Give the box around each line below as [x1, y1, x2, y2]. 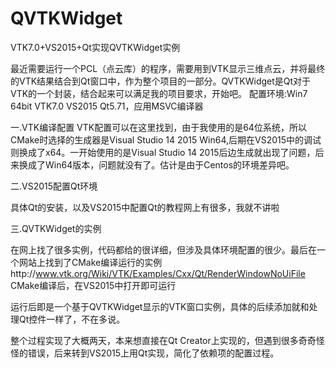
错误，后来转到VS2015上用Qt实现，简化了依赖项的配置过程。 [27, 347, 280, 359]
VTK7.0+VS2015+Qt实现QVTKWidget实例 [10, 41, 181, 53]
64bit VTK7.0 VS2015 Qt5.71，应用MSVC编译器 [10, 100, 204, 112]
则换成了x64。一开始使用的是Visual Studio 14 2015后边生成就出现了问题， [10, 146, 316, 158]
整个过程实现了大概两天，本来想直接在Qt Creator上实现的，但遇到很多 [10, 334, 299, 346]
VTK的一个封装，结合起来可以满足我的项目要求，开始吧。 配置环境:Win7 [10, 87, 308, 99]
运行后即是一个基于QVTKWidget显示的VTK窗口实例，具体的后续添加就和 [10, 300, 310, 312]
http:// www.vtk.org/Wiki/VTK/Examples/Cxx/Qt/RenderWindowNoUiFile [10, 267, 306, 279]
